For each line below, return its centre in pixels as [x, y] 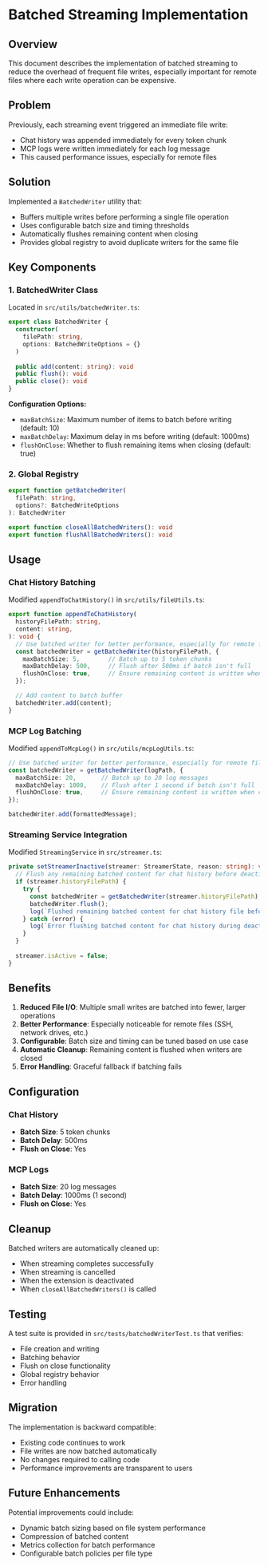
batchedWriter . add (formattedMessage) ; [73, 815]
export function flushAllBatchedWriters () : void [91, 535]
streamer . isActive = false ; [62, 955]
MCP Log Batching [45, 730]
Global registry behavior [59, 1374]
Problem [30, 105]
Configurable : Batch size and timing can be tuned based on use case [134, 1041]
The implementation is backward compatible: [83, 1427]
